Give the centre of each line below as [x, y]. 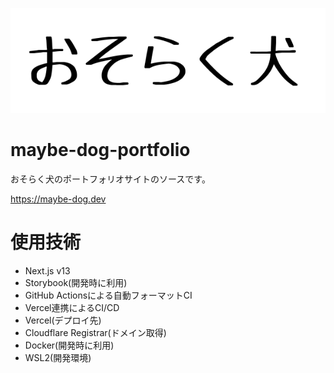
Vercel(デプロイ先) [63, 320]
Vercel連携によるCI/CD [72, 307]
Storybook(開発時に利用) [76, 282]
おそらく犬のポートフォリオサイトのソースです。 [110, 179]
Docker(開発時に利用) [69, 345]
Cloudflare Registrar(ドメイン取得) [95, 332]
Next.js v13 [47, 270]
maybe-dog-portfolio [100, 150]
